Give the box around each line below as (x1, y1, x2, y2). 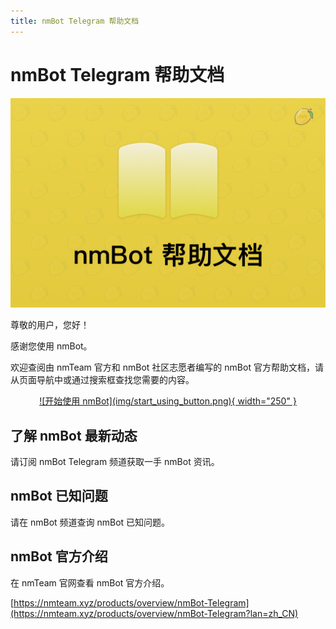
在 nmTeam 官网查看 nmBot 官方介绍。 (10, 576, 170, 589)
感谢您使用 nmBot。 (10, 340, 93, 352)
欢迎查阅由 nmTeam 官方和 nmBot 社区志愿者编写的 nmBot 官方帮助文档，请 (10, 361, 324, 374)
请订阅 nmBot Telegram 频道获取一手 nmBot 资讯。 (10, 456, 220, 468)
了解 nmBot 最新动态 (10, 427, 138, 444)
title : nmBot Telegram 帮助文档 (10, 16, 140, 26)
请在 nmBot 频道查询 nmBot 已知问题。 (10, 516, 171, 528)
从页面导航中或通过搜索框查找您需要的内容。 (10, 374, 195, 386)
